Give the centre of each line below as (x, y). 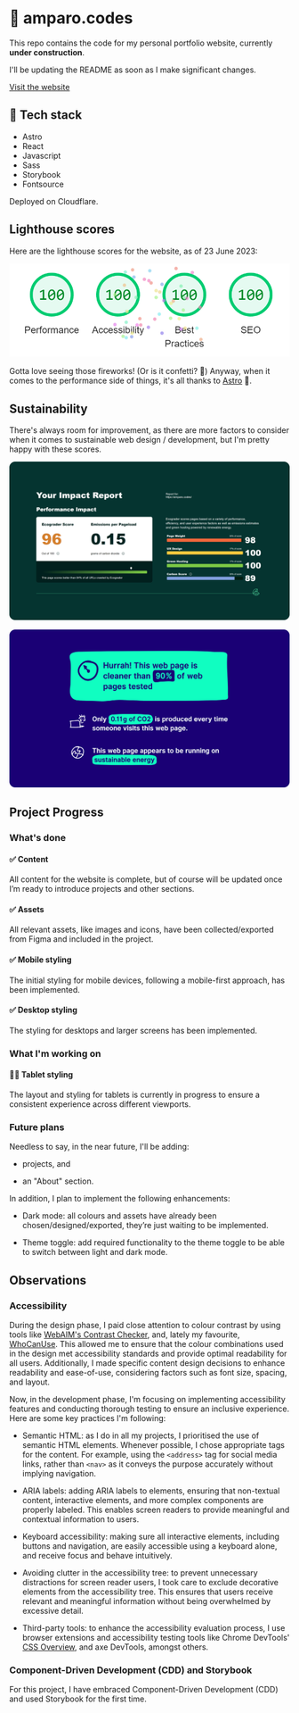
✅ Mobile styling (40, 960)
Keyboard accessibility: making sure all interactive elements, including (151, 1536)
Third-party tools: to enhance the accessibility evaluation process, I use (154, 1627)
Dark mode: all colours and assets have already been (119, 1216)
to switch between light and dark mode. (95, 1252)
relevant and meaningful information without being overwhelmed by (146, 1601)
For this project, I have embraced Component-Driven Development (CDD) (144, 1690)
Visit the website (40, 87)
